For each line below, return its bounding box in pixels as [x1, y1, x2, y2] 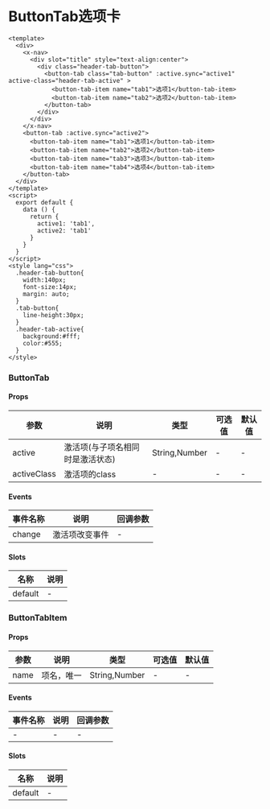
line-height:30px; [22, 311, 84, 319]
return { [29, 213, 59, 221]
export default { [15, 198, 74, 206]
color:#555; [22, 339, 63, 347]
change [12, 529, 42, 540]
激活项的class [63, 468, 117, 480]
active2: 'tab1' [37, 226, 92, 234]
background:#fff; [22, 332, 81, 341]
